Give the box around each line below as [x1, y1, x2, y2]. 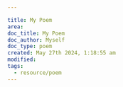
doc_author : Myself [7, 36, 65, 43]
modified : [7, 56, 37, 64]
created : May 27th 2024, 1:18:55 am [7, 50, 116, 57]
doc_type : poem [7, 43, 53, 50]
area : [7, 23, 23, 30]
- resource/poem [14, 69, 62, 76]
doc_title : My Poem [7, 30, 65, 37]
